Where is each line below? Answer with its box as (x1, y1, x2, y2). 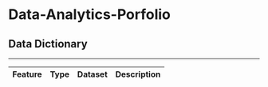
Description (115, 69, 161, 80)
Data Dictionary (8, 37, 88, 51)
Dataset (77, 69, 108, 80)
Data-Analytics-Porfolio (8, 6, 171, 24)
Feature (12, 69, 42, 80)
